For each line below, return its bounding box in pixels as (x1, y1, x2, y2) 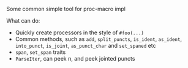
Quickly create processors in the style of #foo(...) (15, 29, 144, 36)
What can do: (6, 17, 40, 24)
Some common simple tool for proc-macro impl (6, 6, 126, 12)
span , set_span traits (15, 48, 66, 56)
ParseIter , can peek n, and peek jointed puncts (15, 55, 135, 62)
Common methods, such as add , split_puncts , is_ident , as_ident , (15, 36, 182, 42)
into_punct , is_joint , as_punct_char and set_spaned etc (15, 42, 156, 49)
